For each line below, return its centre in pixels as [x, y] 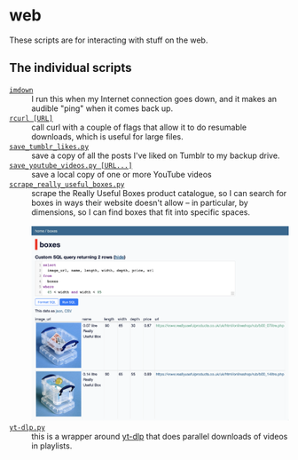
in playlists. [52, 446]
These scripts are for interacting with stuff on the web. [109, 40]
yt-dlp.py [27, 428]
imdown [21, 90]
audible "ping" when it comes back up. [102, 108]
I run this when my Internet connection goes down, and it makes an [154, 99]
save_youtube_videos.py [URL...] [71, 165]
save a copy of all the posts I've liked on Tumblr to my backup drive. [156, 155]
